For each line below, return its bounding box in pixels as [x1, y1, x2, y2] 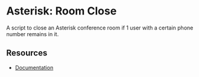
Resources [6, 48, 48, 58]
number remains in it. [6, 30, 59, 37]
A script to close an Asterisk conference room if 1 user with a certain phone [6, 24, 194, 31]
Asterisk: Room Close [6, 4, 117, 18]
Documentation [14, 64, 54, 71]
